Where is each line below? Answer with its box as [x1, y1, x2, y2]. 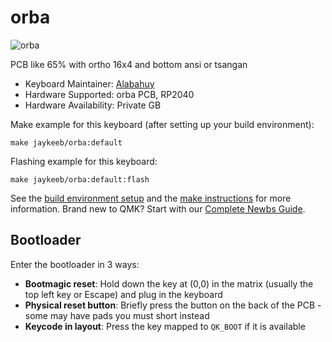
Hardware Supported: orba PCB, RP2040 [24, 88, 195, 100]
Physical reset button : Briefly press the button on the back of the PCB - [24, 299, 322, 311]
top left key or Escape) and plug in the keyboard [24, 288, 223, 300]
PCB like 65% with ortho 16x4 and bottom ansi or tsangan [10, 58, 248, 70]
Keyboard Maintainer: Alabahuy [24, 77, 155, 90]
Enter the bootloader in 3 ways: [10, 258, 140, 270]
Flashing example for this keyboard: [10, 155, 158, 167]
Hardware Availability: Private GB [24, 99, 162, 111]
